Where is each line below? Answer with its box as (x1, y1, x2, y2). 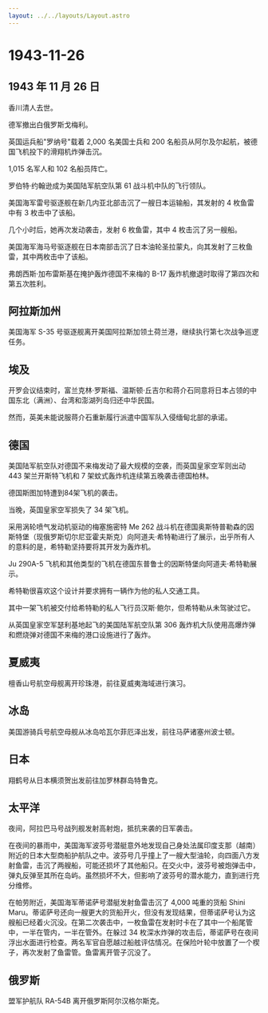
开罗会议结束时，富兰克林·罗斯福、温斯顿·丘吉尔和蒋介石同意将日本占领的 (8, 386, 250, 395)
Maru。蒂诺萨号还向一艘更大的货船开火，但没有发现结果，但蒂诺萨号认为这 (8, 907, 257, 917)
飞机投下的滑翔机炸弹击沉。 (14, 146, 106, 156)
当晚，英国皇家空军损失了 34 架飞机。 (8, 505, 133, 515)
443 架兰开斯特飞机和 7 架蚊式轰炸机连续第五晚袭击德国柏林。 (8, 471, 214, 481)
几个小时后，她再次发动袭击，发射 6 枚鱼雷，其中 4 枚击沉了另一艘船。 (8, 225, 242, 234)
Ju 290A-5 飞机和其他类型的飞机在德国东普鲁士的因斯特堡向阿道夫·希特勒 (8, 559, 250, 569)
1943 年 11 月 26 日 (8, 80, 100, 94)
